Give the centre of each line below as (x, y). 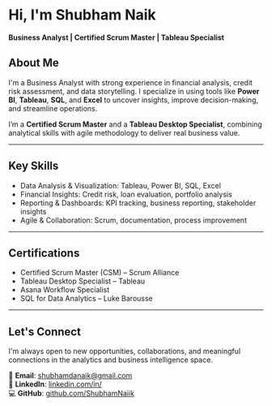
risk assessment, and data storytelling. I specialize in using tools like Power (134, 91)
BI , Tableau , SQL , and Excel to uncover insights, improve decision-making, (134, 100)
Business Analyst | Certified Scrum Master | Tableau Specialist (117, 37)
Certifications (44, 253)
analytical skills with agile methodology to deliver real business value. (124, 132)
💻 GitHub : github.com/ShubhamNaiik (72, 393)
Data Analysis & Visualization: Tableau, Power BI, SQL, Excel (120, 185)
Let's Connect (45, 332)
